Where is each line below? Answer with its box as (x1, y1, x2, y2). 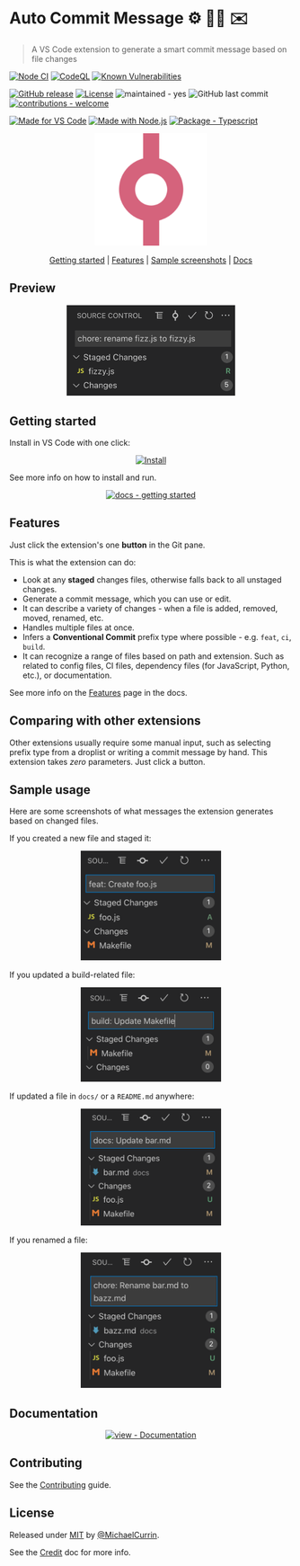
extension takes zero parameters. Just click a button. (9, 756, 206, 767)
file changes (31, 53, 78, 64)
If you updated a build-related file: (9, 969, 136, 981)
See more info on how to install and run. (9, 472, 157, 483)
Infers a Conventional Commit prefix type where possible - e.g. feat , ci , (22, 631, 292, 642)
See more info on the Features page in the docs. (9, 687, 188, 698)
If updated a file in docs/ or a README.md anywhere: (9, 1090, 195, 1101)
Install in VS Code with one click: (9, 438, 131, 449)
